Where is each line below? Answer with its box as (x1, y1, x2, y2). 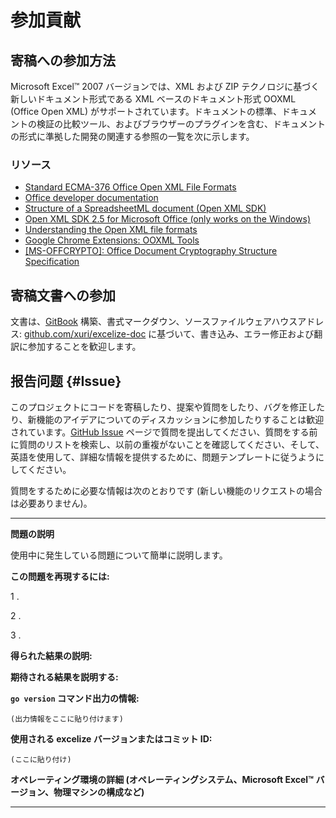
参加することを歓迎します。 (27, 341, 142, 353)
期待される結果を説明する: (10, 671, 119, 683)
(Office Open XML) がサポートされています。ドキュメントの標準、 (10, 106, 283, 117)
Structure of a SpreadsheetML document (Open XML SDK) (24, 202, 267, 215)
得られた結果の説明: (10, 649, 93, 661)
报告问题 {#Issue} (10, 372, 122, 390)
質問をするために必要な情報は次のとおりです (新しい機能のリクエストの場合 (10, 484, 323, 496)
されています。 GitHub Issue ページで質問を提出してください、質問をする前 (10, 426, 318, 438)
